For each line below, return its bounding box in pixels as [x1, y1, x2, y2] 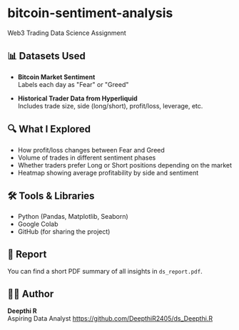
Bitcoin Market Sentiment [17, 73, 96, 81]
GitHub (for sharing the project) [17, 227, 111, 236]
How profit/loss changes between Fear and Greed [17, 145, 166, 154]
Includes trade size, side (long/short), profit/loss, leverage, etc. [17, 101, 203, 110]
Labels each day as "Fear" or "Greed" [17, 80, 129, 88]
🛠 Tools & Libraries [7, 190, 95, 202]
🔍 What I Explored [7, 123, 91, 135]
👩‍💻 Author [7, 287, 54, 300]
